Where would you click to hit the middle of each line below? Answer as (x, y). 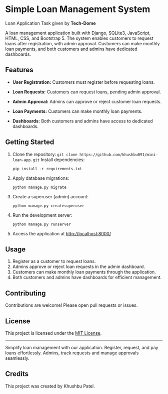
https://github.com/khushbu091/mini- (119, 155)
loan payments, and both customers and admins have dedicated (71, 49)
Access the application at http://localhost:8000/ (62, 233)
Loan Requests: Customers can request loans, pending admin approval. (86, 92)
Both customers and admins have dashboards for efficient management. (87, 278)
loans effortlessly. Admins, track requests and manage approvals (72, 353)
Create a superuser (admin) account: (50, 196)
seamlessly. (17, 358)
